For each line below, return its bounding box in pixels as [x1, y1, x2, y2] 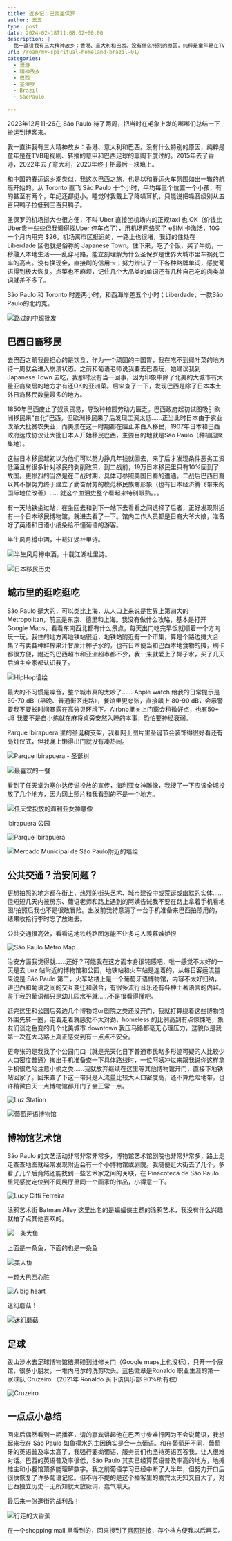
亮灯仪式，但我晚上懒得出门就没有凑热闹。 [7, 737, 128, 745]
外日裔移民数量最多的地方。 [7, 390, 86, 398]
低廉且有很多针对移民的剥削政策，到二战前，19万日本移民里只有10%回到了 [7, 462, 220, 471]
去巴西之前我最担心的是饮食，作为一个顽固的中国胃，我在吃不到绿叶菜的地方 [7, 355, 225, 363]
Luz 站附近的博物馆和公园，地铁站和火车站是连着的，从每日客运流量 [26, 966, 221, 974]
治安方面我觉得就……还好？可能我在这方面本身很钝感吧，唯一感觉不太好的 [7, 958, 217, 966]
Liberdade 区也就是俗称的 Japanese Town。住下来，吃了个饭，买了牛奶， [7, 241, 217, 249]
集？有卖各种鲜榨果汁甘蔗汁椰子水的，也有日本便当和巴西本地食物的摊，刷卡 [7, 641, 225, 650]
